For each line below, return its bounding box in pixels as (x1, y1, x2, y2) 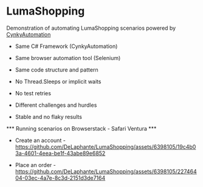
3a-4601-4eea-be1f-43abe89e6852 (15, 149, 106, 157)
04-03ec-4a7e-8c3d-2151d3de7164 (15, 174, 106, 182)
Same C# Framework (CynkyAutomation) (15, 42, 118, 50)
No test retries (15, 89, 52, 97)
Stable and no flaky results (15, 113, 82, 120)
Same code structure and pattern (15, 66, 98, 73)
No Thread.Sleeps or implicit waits (15, 78, 101, 85)
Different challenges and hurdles (15, 101, 97, 109)
